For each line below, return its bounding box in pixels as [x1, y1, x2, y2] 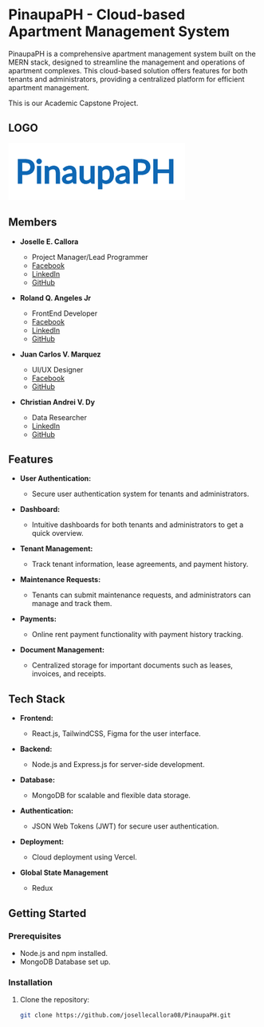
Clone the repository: [19, 995, 90, 1005]
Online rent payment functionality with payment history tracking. [31, 630, 243, 639]
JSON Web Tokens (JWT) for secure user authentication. [31, 821, 219, 831]
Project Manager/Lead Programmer [31, 252, 148, 262]
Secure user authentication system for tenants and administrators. [31, 489, 250, 499]
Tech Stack [8, 692, 65, 706]
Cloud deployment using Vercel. [31, 852, 137, 862]
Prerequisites [8, 931, 61, 942]
